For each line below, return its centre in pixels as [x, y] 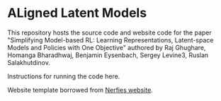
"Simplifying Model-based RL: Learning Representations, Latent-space [110, 40]
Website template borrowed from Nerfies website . [80, 90]
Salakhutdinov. [29, 62]
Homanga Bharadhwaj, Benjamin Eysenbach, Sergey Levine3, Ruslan [108, 55]
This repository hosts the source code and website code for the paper [110, 32]
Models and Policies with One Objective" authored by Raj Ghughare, [107, 47]
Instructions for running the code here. [64, 76]
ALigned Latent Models [77, 13]
